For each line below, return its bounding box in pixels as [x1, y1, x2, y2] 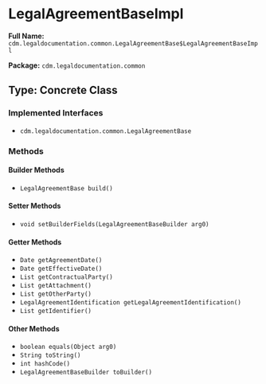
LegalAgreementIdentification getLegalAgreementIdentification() [19, 299, 241, 307]
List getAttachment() [19, 282, 92, 290]
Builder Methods [8, 165, 65, 175]
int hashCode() [19, 360, 71, 368]
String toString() [19, 351, 81, 359]
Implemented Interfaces [8, 108, 104, 119]
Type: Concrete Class [8, 84, 118, 97]
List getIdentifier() [19, 308, 92, 315]
